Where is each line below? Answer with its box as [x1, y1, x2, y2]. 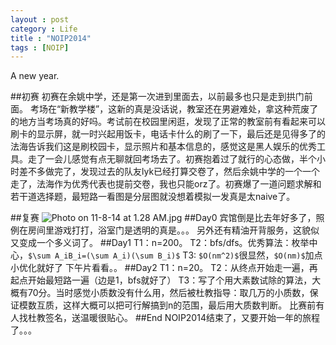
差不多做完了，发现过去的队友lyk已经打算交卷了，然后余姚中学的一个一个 [18, 166, 321, 178]
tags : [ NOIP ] [10, 42, 70, 53]
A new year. [10, 70, 60, 82]
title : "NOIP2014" [10, 33, 92, 43]
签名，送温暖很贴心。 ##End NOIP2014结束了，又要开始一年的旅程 [44, 312, 320, 324]
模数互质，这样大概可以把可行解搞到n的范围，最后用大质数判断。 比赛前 [18, 299, 317, 311]
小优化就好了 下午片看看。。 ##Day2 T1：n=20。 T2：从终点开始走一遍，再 [10, 262, 318, 274]
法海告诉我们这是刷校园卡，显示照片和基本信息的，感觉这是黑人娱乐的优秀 [10, 141, 317, 153]
